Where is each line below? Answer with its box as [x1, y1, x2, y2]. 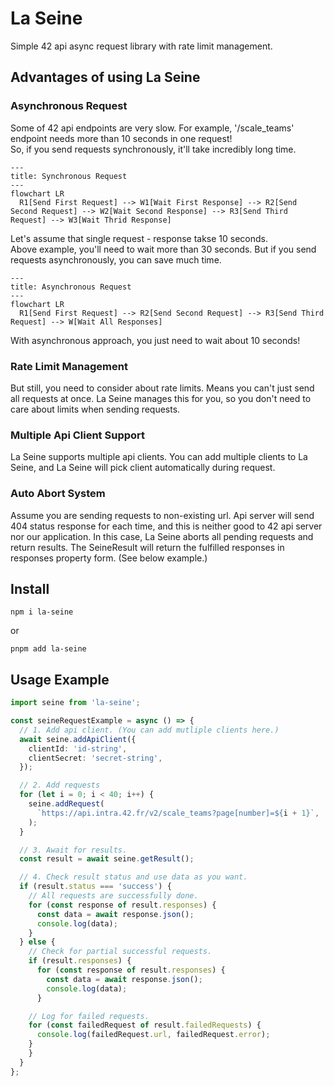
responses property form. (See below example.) [10, 552, 208, 564]
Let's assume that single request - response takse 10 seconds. [10, 232, 269, 244]
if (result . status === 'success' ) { [19, 882, 172, 892]
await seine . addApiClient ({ [19, 734, 137, 744]
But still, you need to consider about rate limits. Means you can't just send [10, 382, 315, 394]
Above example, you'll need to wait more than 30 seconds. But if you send [10, 243, 317, 255]
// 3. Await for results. [19, 845, 128, 855]
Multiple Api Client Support [10, 428, 146, 442]
